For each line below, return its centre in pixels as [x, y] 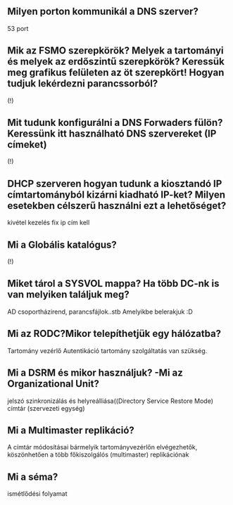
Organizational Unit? [53, 384]
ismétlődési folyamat [38, 494]
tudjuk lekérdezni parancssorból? [83, 84]
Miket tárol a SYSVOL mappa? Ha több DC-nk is [113, 284]
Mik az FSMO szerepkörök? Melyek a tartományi [115, 51]
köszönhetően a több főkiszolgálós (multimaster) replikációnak [98, 455]
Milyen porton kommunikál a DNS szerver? [103, 12]
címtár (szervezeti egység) [46, 408]
